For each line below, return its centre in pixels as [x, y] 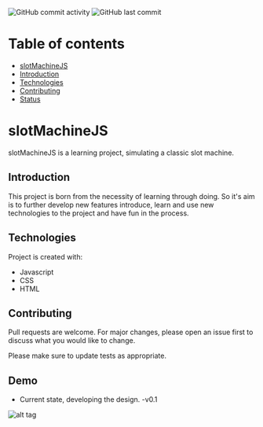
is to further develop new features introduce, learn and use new [111, 204]
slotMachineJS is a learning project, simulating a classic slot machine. [121, 153]
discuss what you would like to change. [72, 340]
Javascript [37, 272]
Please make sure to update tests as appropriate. [88, 356]
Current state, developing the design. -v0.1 [88, 399]
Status [30, 99]
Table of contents [67, 44]
